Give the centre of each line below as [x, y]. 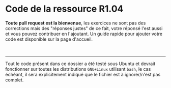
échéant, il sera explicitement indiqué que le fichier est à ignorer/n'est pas [83, 74]
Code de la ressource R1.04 [64, 9]
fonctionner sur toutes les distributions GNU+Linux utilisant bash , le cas [78, 69]
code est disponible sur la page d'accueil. [49, 39]
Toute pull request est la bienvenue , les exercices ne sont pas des [76, 23]
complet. [15, 80]
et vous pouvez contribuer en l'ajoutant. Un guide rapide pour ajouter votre [84, 34]
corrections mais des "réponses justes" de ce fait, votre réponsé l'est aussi [84, 28]
